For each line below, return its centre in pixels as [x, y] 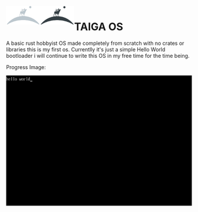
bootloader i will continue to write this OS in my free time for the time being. [98, 56]
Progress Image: [26, 67]
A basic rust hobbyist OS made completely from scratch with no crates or [95, 43]
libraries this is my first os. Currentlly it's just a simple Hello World [86, 49]
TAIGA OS [99, 27]
